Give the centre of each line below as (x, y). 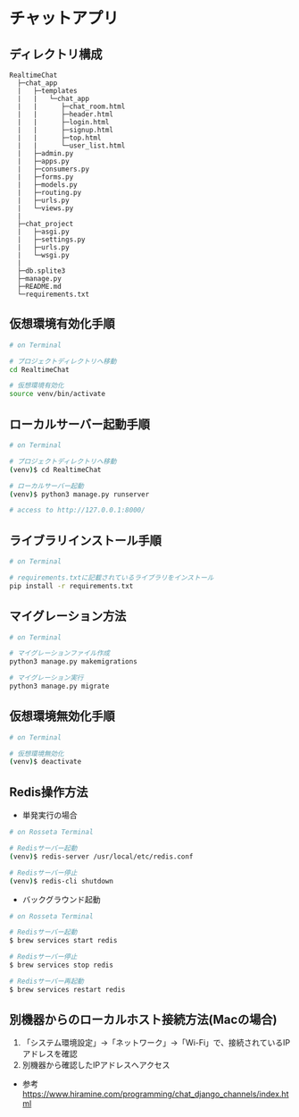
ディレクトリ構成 (56, 54)
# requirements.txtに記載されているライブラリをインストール (112, 578)
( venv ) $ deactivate (46, 762)
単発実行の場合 (50, 816)
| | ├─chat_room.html (71, 106)
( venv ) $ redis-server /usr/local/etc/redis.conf (101, 856)
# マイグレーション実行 (46, 678)
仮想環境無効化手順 (62, 716)
